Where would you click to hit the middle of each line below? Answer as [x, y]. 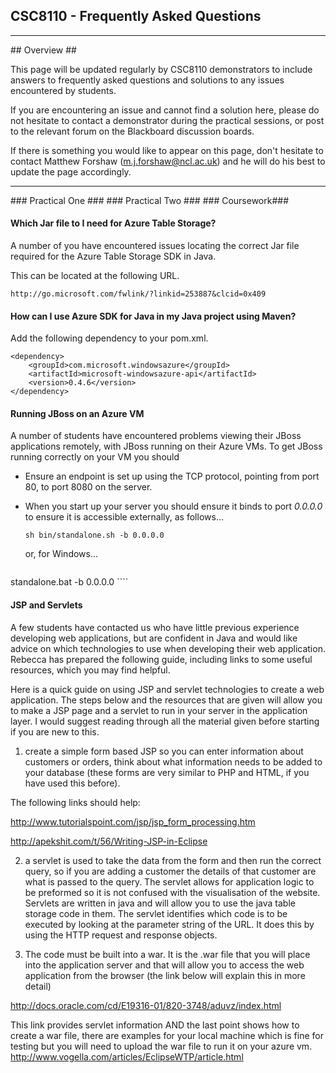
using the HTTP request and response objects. [121, 935]
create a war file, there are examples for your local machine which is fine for [167, 1035]
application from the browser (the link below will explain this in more [165, 975]
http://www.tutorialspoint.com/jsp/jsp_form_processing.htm [133, 821]
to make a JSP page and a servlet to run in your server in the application [159, 710]
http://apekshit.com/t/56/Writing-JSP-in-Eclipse [109, 841]
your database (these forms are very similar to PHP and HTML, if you [167, 772]
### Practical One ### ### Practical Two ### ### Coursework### [150, 200]
